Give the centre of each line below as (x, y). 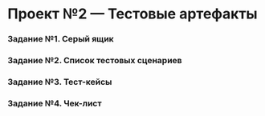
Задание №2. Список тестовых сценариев (95, 61)
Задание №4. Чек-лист (55, 103)
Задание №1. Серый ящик (61, 39)
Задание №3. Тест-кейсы (60, 82)
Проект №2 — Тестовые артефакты (132, 14)
